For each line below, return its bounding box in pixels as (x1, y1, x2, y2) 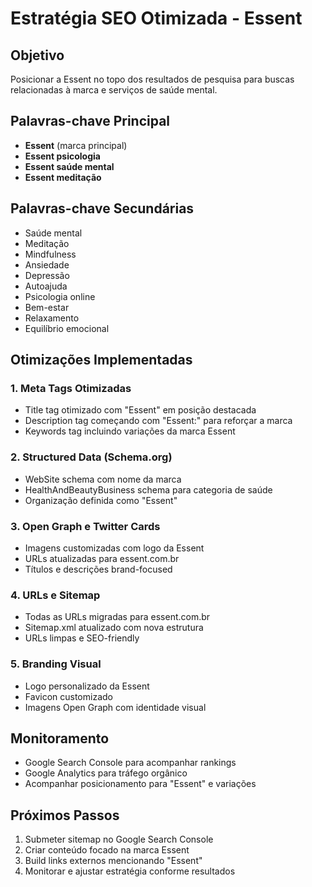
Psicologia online (24, 290, 96, 302)
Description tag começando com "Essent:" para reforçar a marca (24, 415, 293, 427)
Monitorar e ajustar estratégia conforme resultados (24, 865, 236, 877)
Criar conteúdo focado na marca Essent (24, 844, 190, 856)
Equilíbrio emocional (24, 322, 110, 334)
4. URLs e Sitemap (10, 588, 101, 602)
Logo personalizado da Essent (24, 680, 150, 692)
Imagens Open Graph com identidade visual (24, 701, 207, 713)
